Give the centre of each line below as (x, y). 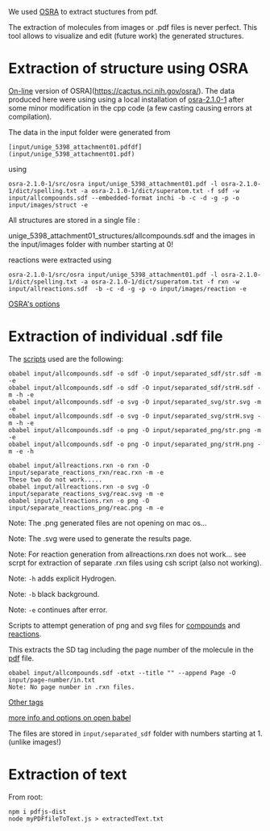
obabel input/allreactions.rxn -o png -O (79, 501)
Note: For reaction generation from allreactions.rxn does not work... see (127, 554)
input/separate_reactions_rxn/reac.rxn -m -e (86, 472)
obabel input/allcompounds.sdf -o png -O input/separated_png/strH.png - (135, 444)
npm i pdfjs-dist (37, 812)
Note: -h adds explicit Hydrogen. (62, 578)
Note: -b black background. (54, 594)
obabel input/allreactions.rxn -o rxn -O (79, 465)
